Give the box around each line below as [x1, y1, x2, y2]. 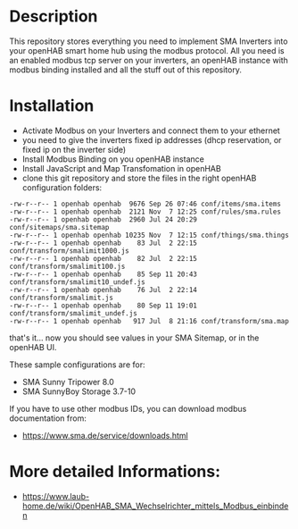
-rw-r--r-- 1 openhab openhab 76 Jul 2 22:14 [9, 285, 198, 294]
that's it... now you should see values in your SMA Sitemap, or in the [9, 332, 260, 343]
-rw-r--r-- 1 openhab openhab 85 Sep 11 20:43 [9, 270, 198, 279]
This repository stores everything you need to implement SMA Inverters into [9, 36, 288, 46]
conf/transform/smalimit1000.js [9, 246, 129, 256]
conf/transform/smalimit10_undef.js [9, 277, 145, 287]
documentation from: [9, 413, 87, 424]
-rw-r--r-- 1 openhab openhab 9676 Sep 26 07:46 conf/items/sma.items [9, 199, 281, 208]
